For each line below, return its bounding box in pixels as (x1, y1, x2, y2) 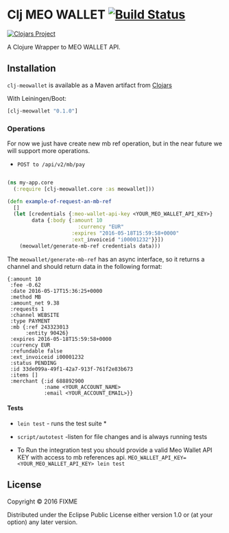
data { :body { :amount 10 (32, 217, 103, 224)
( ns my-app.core (7, 179, 53, 186)
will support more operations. (7, 146, 91, 154)
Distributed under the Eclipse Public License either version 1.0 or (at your (7, 510, 213, 519)
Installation (7, 62, 56, 75)
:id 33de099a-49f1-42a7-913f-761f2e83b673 (10, 366, 134, 372)
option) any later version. (7, 518, 77, 526)
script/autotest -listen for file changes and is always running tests (16, 432, 208, 440)
